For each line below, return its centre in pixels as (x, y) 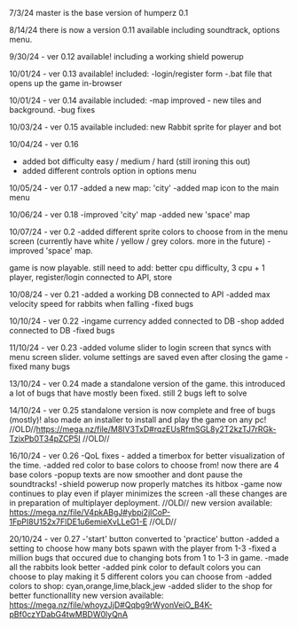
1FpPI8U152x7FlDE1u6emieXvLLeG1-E (78, 522)
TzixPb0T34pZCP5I (45, 439)
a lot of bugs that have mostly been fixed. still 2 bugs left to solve (128, 393)
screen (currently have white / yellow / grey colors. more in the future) (137, 241)
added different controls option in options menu (109, 171)
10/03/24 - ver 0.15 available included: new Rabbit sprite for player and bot (145, 127)
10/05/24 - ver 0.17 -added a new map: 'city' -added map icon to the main (144, 188)
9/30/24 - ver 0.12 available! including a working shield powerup (126, 56)
